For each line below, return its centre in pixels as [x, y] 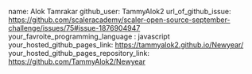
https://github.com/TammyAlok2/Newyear [77, 61]
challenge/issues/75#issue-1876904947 [74, 28]
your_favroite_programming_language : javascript [89, 36]
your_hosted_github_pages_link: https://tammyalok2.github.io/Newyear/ [126, 45]
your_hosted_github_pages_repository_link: [79, 53]
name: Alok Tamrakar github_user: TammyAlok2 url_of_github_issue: [120, 11]
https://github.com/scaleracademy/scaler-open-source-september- [119, 20]
